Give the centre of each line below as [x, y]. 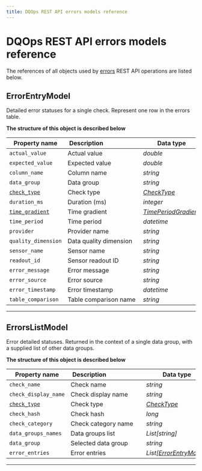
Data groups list [93, 434]
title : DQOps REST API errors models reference [67, 12]
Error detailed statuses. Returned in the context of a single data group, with [99, 342]
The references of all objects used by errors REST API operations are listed [99, 71]
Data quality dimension [100, 241]
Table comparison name [102, 299]
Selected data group [99, 443]
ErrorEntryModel [38, 96]
